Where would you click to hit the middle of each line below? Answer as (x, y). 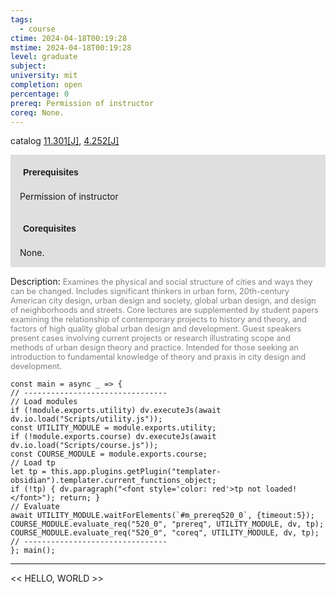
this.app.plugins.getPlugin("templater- (136, 472)
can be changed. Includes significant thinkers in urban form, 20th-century (150, 291)
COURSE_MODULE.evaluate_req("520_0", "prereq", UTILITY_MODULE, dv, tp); (167, 524)
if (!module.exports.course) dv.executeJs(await (113, 437)
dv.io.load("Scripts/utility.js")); (86, 419)
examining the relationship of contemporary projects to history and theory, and (158, 319)
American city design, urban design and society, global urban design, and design (163, 301)
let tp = (28, 472)
